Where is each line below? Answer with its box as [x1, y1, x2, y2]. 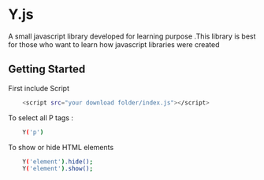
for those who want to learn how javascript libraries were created [8, 39, 220, 49]
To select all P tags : [8, 112, 73, 123]
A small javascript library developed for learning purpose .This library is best [8, 31, 256, 41]
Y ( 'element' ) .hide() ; [22, 157, 93, 166]
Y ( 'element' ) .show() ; [22, 165, 93, 173]
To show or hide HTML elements [8, 142, 114, 152]
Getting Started [8, 63, 86, 76]
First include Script [8, 83, 69, 93]
